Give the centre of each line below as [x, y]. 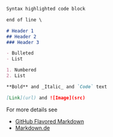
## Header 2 [21, 37]
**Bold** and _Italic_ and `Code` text [57, 87]
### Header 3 [23, 42]
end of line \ [24, 20]
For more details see [32, 109]
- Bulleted [20, 53]
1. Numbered [21, 70]
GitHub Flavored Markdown [50, 121]
